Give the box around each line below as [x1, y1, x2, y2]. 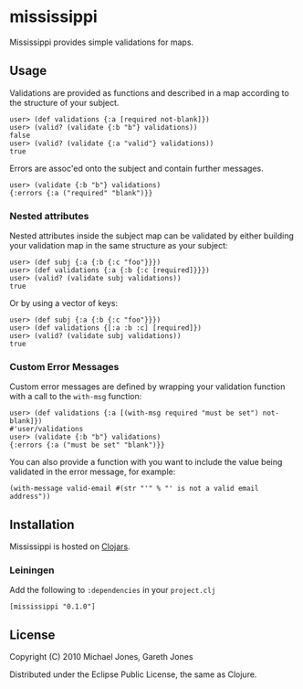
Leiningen [9, 564, 55, 577]
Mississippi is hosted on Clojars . [9, 541, 131, 552]
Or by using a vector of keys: [9, 298, 119, 309]
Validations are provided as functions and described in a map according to [9, 87, 289, 98]
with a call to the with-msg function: [9, 391, 142, 402]
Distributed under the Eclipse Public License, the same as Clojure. [9, 669, 257, 680]
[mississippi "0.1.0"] [9, 602, 96, 611]
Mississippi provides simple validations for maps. [9, 37, 194, 48]
